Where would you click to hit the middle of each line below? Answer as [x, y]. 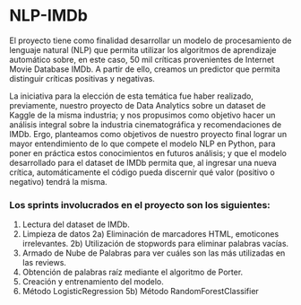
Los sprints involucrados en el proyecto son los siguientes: [140, 205]
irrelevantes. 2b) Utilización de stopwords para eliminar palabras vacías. [155, 244]
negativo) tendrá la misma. [58, 181]
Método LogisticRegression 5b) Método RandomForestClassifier [141, 292]
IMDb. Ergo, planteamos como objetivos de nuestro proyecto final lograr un [148, 134]
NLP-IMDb [48, 16]
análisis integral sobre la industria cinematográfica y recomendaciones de [146, 124]
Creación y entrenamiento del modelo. [93, 282]
